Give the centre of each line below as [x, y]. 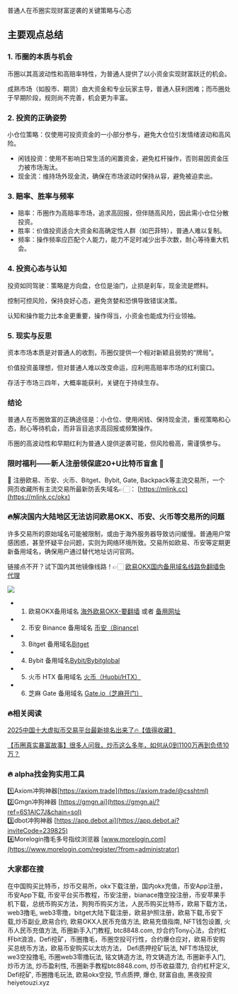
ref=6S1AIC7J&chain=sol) [45, 812]
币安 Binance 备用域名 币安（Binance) [84, 627]
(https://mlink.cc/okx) [39, 497]
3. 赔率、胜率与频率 [41, 196]
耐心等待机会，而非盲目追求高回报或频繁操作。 [88, 428]
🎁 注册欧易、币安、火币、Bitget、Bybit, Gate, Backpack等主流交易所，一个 [116, 480]
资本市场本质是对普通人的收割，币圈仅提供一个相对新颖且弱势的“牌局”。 [113, 352]
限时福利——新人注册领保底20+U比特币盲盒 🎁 [86, 464]
